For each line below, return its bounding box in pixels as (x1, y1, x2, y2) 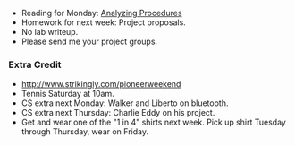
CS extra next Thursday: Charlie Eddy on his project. (21, 107, 215, 118)
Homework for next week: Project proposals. (21, 17, 187, 28)
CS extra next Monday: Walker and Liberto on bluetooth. (21, 98, 229, 108)
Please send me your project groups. (21, 36, 158, 47)
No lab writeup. (21, 27, 79, 37)
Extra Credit (8, 58, 62, 71)
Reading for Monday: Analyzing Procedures (21, 8, 182, 18)
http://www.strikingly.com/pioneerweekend (21, 79, 181, 90)
